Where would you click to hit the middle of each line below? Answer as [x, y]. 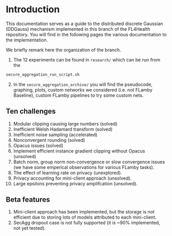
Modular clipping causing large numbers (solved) [65, 123]
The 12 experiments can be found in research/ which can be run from [87, 59]
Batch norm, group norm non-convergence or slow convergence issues [89, 162]
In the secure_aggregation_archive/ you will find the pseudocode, [83, 84]
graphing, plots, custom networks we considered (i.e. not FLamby [83, 90]
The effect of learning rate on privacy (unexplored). [68, 173]
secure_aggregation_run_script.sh [43, 74]
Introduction [33, 9]
